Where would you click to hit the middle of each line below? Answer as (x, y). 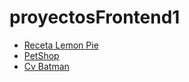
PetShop (41, 55)
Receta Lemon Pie (61, 45)
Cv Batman (46, 66)
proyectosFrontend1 (95, 17)
